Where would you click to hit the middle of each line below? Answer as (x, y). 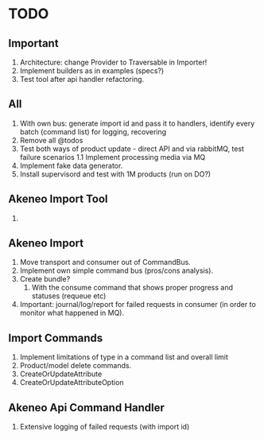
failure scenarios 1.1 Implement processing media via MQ (113, 157)
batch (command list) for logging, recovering (93, 131)
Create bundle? (45, 279)
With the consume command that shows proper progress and (132, 288)
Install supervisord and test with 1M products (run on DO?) (115, 174)
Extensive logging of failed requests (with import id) (105, 427)
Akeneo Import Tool (58, 199)
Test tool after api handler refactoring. (82, 79)
